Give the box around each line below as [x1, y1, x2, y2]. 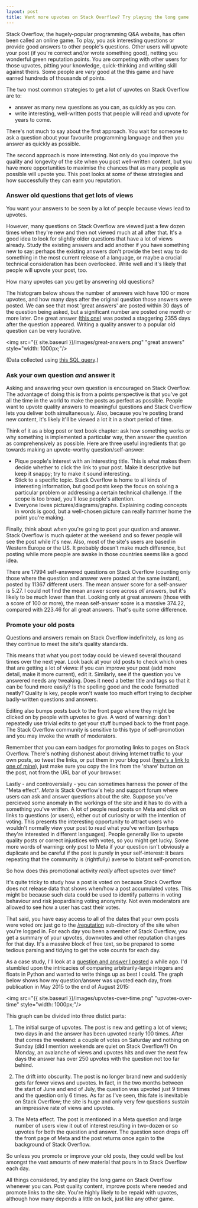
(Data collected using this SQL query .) [6, 356, 99, 363]
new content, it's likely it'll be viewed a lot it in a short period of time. [6, 416, 173, 423]
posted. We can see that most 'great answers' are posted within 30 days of [6, 302, 189, 309]
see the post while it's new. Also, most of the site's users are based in [6, 538, 176, 545]
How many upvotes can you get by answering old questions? [6, 278, 155, 285]
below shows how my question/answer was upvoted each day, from [6, 977, 172, 984]
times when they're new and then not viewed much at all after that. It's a [6, 229, 182, 236]
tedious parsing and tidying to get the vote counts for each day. [6, 947, 161, 954]
